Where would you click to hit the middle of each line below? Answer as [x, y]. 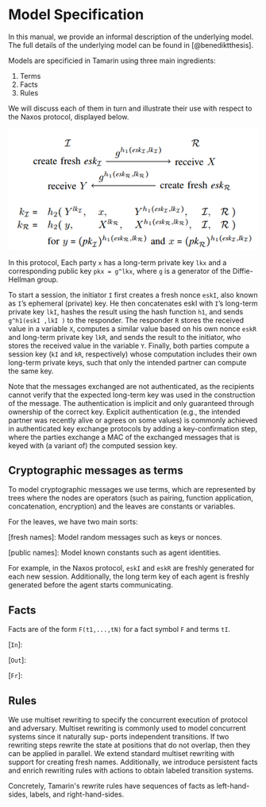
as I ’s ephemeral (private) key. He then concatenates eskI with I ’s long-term [133, 303]
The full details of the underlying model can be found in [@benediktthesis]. [131, 45]
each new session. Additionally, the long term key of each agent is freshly [129, 577]
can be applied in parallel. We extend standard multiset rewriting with [121, 754]
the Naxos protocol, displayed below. [69, 116]
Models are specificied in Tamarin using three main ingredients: [112, 60]
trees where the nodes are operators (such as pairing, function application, [131, 498]
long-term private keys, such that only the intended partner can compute [127, 362]
